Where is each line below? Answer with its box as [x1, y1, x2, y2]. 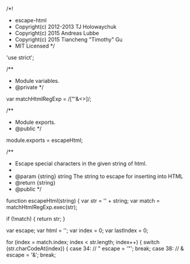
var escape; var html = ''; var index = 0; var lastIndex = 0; [6, 227, 149, 234]
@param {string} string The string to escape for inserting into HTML [14, 173, 183, 180]
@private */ [14, 84, 44, 91]
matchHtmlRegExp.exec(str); [6, 204, 78, 210]
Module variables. [14, 78, 60, 84]
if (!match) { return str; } [6, 215, 66, 222]
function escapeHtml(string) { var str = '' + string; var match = [6, 197, 161, 204]
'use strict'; [6, 54, 34, 61]
